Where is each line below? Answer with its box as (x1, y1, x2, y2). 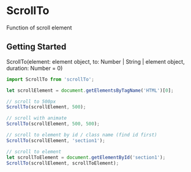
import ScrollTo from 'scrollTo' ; (6, 76, 95, 83)
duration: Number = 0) (6, 64, 63, 72)
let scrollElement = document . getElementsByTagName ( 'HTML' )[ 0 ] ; (6, 87, 174, 94)
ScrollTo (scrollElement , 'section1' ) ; (6, 137, 105, 144)
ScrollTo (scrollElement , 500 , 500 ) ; (6, 121, 100, 127)
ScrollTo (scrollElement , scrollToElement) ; (6, 160, 119, 166)
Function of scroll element (6, 24, 72, 31)
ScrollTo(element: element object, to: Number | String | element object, (6, 58, 185, 65)
